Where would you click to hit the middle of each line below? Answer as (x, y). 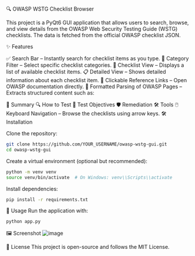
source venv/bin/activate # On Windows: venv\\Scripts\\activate (89, 177)
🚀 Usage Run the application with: (47, 211)
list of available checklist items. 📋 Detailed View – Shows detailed (86, 72)
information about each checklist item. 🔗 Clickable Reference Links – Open (97, 80)
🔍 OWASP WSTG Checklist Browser (50, 9)
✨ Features (20, 46)
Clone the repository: (32, 133)
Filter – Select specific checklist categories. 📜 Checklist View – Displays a (95, 65)
